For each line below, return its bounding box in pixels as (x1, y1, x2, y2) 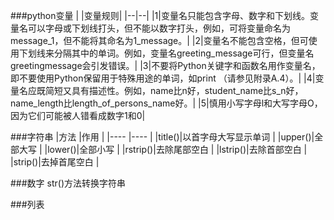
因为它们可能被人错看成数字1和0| (10, 110, 146, 121)
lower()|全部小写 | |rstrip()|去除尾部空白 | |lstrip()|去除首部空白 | (47, 144, 308, 155)
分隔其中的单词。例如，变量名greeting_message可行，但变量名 (53, 47, 315, 59)
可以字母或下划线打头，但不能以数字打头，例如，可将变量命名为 (27, 22, 291, 34)
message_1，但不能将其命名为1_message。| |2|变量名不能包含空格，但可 (10, 35, 309, 46)
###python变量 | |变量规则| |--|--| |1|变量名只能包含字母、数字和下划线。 (10, 10, 310, 21)
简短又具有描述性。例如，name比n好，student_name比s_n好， (44, 85, 304, 96)
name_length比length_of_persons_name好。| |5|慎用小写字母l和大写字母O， (10, 97, 323, 109)
